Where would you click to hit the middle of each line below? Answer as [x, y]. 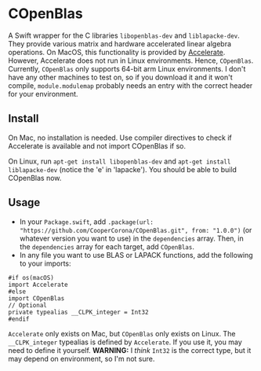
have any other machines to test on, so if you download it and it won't [120, 77]
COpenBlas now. [35, 178]
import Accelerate [38, 285]
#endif [19, 319]
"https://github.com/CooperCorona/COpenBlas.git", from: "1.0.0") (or [136, 230]
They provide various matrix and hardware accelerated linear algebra [120, 43]
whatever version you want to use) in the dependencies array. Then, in [132, 238]
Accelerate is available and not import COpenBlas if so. [97, 145]
